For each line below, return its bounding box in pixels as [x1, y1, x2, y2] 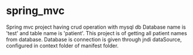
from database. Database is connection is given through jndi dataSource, [6, 36, 182, 43]
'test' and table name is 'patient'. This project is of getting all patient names [6, 29, 187, 36]
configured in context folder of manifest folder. [6, 42, 119, 49]
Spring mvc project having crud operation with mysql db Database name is [6, 23, 186, 30]
